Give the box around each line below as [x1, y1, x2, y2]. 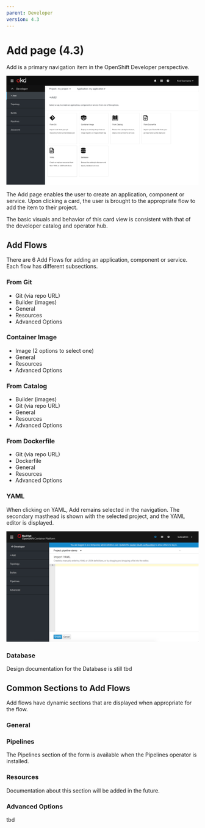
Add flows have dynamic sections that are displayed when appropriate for [6, 699, 192, 706]
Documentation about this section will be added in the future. [6, 786, 160, 794]
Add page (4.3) [6, 43, 84, 57]
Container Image [6, 333, 57, 342]
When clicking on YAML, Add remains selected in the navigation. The [6, 506, 180, 513]
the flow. [6, 706, 29, 713]
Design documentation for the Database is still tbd [6, 665, 132, 673]
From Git [6, 278, 32, 287]
